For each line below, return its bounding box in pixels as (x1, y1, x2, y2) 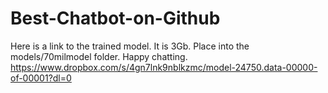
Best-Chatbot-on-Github (10, 7, 221, 30)
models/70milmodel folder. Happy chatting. (10, 50, 188, 62)
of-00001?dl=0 (10, 72, 72, 84)
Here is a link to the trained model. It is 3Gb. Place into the (10, 40, 250, 52)
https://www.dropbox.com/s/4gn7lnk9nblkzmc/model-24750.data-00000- (10, 61, 318, 73)
